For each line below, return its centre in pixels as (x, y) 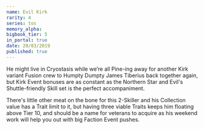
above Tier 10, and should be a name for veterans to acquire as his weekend (102, 113)
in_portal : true (27, 40)
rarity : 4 (19, 18)
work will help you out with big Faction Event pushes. (73, 119)
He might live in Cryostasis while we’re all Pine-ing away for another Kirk (97, 69)
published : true (27, 52)
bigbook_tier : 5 (27, 35)
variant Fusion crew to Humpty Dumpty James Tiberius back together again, (102, 75)
